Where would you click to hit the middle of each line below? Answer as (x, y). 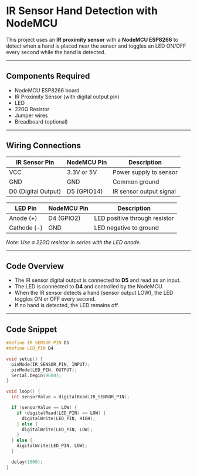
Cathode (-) (26, 228)
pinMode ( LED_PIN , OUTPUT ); (44, 370)
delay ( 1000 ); (27, 462)
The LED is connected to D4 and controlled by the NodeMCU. (89, 287)
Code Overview (35, 266)
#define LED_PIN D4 (30, 348)
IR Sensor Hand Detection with (82, 11)
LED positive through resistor (134, 218)
